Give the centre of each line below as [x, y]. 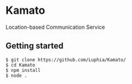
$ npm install [23, 70]
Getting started [35, 46]
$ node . [16, 76]
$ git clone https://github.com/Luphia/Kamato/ [66, 60]
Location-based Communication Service [55, 27]
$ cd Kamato [20, 65]
